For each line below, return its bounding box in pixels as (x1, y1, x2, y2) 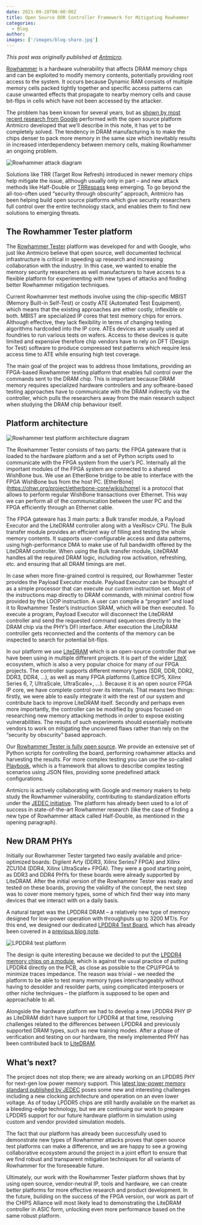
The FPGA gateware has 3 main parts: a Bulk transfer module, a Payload (6, 515, 185, 523)
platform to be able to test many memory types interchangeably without (6, 977, 184, 984)
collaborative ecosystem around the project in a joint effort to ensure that (6, 1149, 188, 1156)
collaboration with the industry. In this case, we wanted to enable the (6, 262, 177, 269)
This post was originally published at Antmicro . (6, 54, 123, 60)
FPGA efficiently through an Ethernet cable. (6, 503, 114, 511)
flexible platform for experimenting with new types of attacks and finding (6, 275, 187, 282)
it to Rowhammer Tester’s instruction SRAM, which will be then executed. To (6, 604, 195, 611)
